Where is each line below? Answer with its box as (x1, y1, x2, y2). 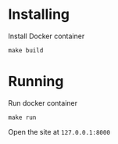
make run (8, 113, 37, 121)
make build (8, 46, 44, 54)
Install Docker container (8, 31, 85, 41)
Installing (8, 5, 70, 23)
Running (8, 73, 64, 91)
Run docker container (8, 98, 78, 107)
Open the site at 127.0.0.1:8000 (8, 127, 111, 136)
